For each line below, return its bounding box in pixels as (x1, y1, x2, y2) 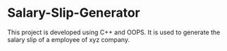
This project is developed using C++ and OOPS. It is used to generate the (7, 28, 221, 36)
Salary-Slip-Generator (7, 5, 141, 21)
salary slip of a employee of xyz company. (7, 35, 130, 43)
